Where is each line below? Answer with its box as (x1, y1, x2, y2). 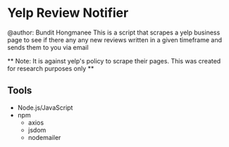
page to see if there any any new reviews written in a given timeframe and (7, 35, 223, 44)
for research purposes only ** (7, 64, 94, 72)
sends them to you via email (7, 43, 89, 51)
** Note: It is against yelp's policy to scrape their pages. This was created (7, 56, 221, 65)
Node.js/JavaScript (17, 103, 73, 112)
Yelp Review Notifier (7, 5, 129, 21)
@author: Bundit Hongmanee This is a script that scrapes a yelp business (7, 28, 221, 37)
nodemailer (27, 133, 61, 141)
